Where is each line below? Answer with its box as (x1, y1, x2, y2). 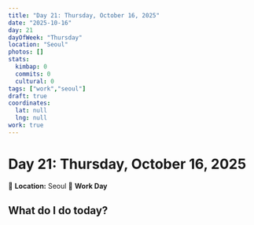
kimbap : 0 (15, 63, 47, 71)
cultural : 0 (15, 77, 55, 85)
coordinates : (8, 99, 51, 107)
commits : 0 (15, 70, 51, 78)
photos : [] (8, 48, 44, 56)
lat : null (15, 107, 47, 115)
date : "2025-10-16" (8, 19, 72, 27)
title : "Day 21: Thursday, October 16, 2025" (8, 11, 160, 20)
